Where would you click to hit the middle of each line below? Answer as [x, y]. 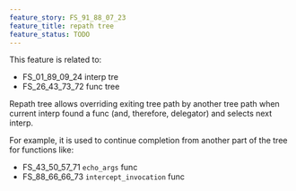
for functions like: [42, 150]
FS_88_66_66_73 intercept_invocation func [104, 177]
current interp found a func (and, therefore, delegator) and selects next [141, 114]
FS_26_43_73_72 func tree [71, 87]
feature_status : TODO [50, 34]
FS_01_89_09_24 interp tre [70, 77]
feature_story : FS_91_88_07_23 [68, 17]
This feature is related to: [56, 60]
